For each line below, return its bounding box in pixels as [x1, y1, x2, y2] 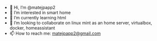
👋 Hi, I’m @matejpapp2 [9, 5, 56, 10]
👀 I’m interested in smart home [9, 10, 71, 15]
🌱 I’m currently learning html [9, 15, 66, 20]
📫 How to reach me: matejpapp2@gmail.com [9, 30, 101, 36]
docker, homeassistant [9, 25, 55, 31]
